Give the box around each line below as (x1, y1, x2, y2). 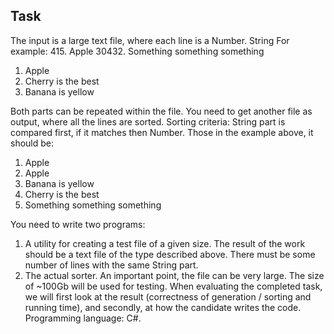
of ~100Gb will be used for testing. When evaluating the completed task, (24, 280, 323, 292)
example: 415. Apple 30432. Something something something (10, 45, 265, 57)
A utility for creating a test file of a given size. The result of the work (24, 237, 306, 249)
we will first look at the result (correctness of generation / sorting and (24, 290, 312, 303)
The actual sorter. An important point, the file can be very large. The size (24, 269, 325, 281)
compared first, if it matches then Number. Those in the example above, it (10, 126, 314, 138)
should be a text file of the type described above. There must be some (24, 248, 316, 260)
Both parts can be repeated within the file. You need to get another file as (10, 105, 313, 117)
